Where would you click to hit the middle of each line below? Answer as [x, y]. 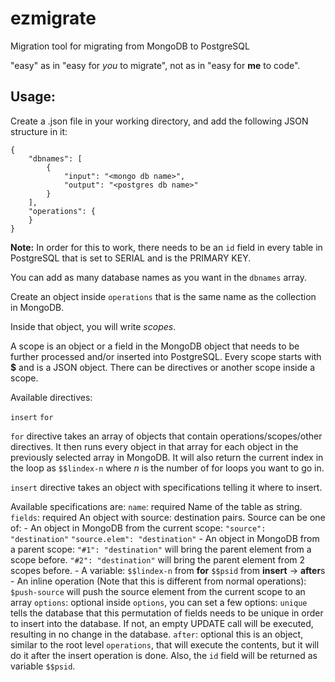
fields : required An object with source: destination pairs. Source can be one [168, 517]
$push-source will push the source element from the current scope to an [158, 591]
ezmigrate [53, 18]
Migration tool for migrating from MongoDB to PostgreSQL [130, 46]
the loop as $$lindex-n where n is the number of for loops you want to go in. [167, 468]
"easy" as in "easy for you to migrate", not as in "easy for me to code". [155, 65]
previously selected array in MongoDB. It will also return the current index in [167, 457]
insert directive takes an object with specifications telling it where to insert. [166, 487]
